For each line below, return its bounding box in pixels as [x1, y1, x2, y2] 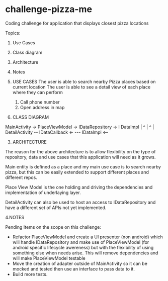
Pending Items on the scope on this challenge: [5, 224, 102, 230]
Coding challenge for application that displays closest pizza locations [5, 20, 149, 26]
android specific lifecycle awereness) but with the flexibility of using [12, 244, 154, 250]
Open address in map [20, 104, 65, 110]
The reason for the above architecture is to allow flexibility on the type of [5, 148, 156, 154]
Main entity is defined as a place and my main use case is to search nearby [5, 163, 161, 169]
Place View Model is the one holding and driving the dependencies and [5, 184, 153, 190]
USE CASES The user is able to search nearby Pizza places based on [12, 78, 156, 84]
